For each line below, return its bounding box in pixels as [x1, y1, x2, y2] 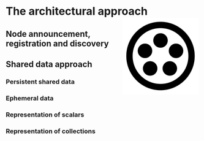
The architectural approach [6, 4, 148, 18]
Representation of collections [6, 127, 96, 135]
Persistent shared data [6, 77, 75, 86]
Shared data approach [6, 59, 93, 69]
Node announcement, [6, 29, 91, 39]
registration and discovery [6, 38, 109, 48]
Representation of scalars [6, 110, 85, 119]
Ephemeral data [6, 94, 54, 102]
